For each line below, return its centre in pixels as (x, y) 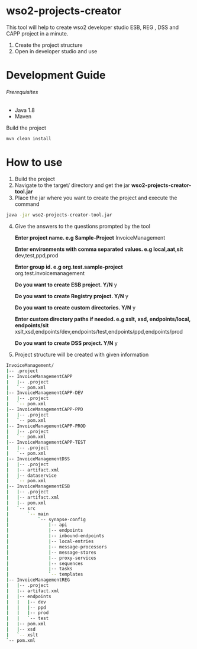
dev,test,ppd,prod (36, 256)
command (27, 204)
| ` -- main (28, 514)
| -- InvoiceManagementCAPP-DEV (45, 393)
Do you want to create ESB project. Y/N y (66, 285)
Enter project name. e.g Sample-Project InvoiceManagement (90, 238)
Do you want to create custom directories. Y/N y (75, 308)
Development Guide (56, 75)
